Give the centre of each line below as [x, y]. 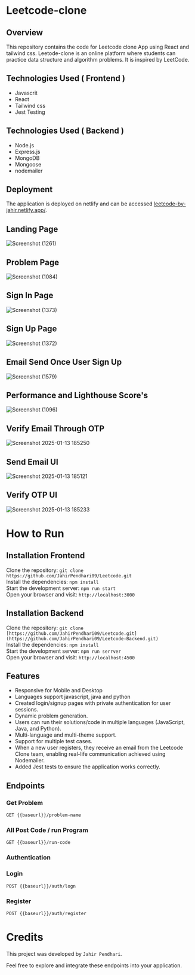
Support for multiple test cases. [53, 741]
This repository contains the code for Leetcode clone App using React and [98, 47]
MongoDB [27, 158]
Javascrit [26, 93]
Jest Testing [30, 112]
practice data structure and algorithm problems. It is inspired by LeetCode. [98, 60]
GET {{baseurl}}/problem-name [44, 815]
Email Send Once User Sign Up [64, 362]
